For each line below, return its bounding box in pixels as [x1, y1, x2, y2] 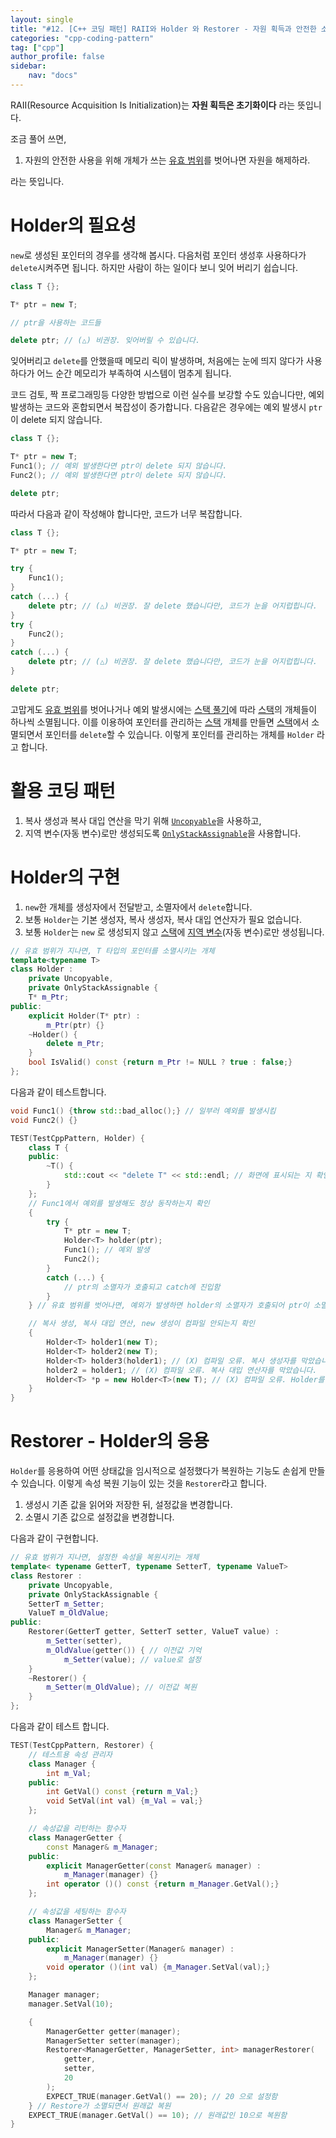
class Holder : [10, 964, 74, 975]
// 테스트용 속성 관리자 [28, 1749, 113, 1760]
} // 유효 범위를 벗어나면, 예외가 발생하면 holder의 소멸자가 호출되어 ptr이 [28, 1301, 310, 1311]
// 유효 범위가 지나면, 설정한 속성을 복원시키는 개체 [10, 1552, 200, 1563]
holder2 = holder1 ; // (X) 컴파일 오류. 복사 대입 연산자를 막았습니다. [46, 1365, 318, 1375]
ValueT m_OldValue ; [28, 1608, 110, 1618]
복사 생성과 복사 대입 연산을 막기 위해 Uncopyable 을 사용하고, [24, 814, 262, 826]
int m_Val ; [46, 1768, 92, 1778]
